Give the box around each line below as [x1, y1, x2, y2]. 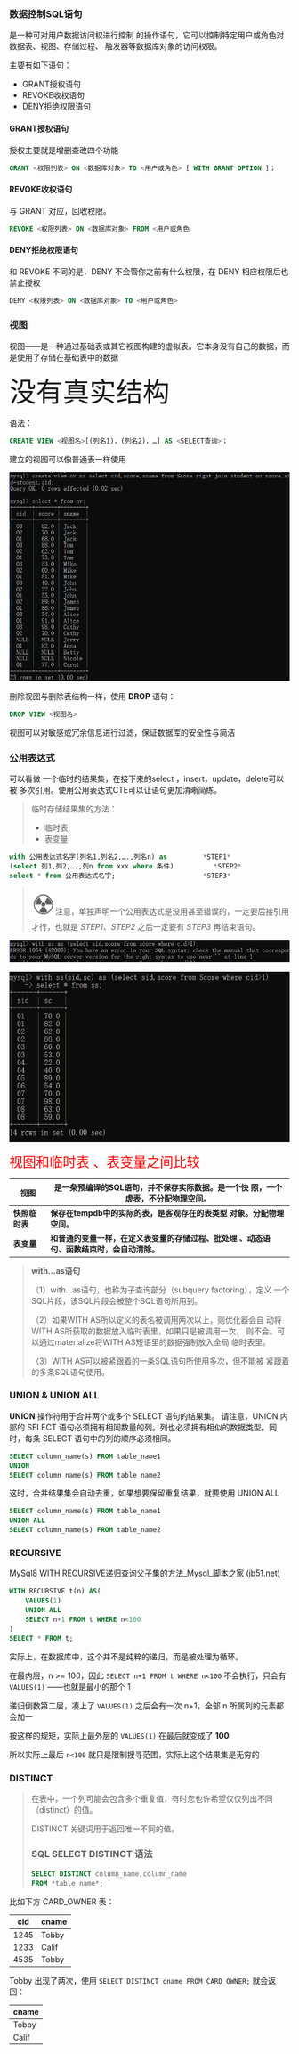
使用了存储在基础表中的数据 [16, 352, 118, 363]
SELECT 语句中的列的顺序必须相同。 [42, 1432, 176, 1444]
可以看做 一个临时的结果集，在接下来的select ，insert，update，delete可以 [9, 773, 285, 785]
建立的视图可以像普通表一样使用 [9, 453, 126, 464]
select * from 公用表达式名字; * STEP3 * [9, 871, 231, 881]
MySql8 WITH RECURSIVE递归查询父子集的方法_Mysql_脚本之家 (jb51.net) [9, 1568, 280, 1578]
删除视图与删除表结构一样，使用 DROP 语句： [9, 691, 176, 702]
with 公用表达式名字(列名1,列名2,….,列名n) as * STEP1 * [9, 852, 231, 861]
